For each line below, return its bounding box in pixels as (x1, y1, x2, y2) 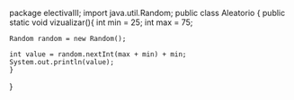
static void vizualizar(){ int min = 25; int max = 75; (9, 17, 193, 28)
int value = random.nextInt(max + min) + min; (9, 50, 187, 59)
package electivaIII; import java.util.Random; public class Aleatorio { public (9, 8, 286, 18)
